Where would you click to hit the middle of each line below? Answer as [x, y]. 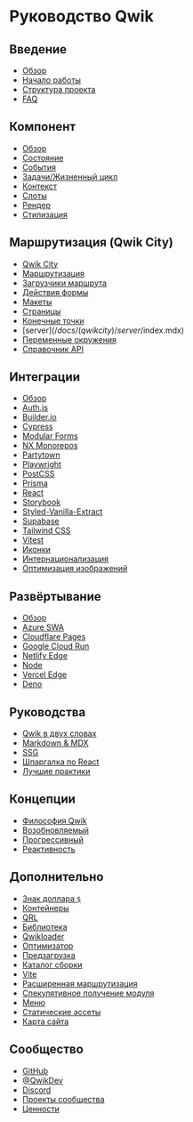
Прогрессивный [53, 839]
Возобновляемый [55, 830]
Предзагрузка [48, 955]
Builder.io [39, 417]
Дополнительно [56, 877]
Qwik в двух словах [59, 734]
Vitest [33, 540]
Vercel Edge [44, 674]
